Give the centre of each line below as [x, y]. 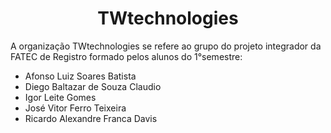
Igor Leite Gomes [60, 97]
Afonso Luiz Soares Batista [80, 76]
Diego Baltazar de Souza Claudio [93, 86]
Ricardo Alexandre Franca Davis [91, 118]
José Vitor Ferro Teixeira [75, 108]
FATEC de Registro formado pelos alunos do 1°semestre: [126, 56]
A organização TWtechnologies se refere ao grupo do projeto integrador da [166, 46]
